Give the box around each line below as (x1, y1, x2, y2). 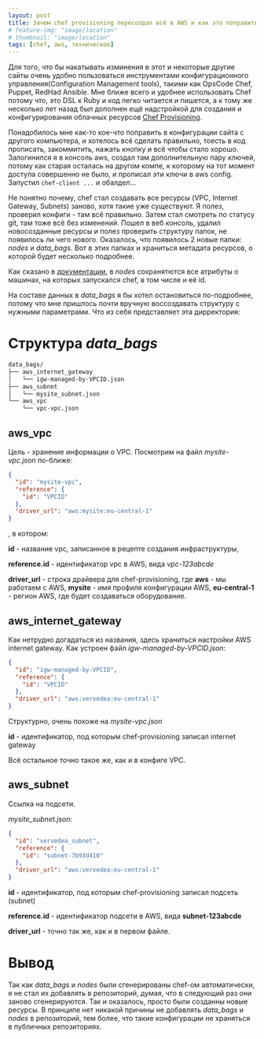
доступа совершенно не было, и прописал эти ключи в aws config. (8, 170, 233, 179)
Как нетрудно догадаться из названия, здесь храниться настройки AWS (8, 635, 251, 644)
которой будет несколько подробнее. (8, 252, 135, 261)
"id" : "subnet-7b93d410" (22, 851, 104, 860)
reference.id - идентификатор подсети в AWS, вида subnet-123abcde (8, 912, 242, 920)
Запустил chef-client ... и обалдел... (8, 178, 137, 187)
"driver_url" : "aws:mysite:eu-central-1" (15, 507, 153, 515)
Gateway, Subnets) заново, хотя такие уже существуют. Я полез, (8, 201, 225, 211)
